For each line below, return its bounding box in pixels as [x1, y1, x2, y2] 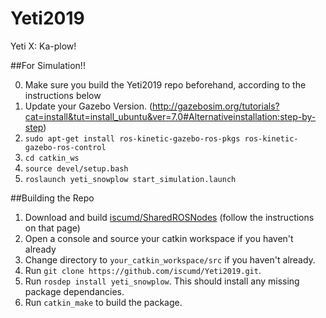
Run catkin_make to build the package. [24, 296, 183, 308]
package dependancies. [24, 285, 125, 297]
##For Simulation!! [10, 59, 86, 71]
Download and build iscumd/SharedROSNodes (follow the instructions [24, 211, 315, 223]
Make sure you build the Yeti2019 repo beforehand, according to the [24, 78, 307, 91]
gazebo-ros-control [24, 142, 107, 152]
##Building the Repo [10, 192, 95, 204]
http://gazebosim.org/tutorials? [152, 100, 280, 112]
